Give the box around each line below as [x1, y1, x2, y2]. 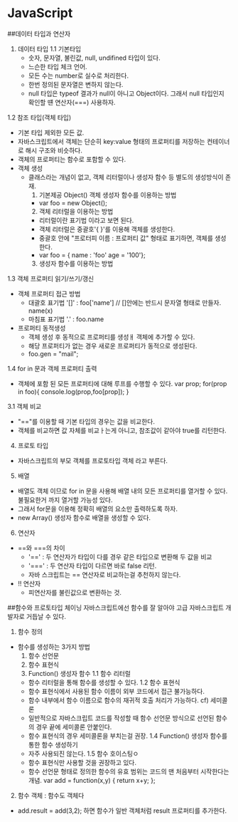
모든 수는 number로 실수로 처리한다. [28, 71, 129, 80]
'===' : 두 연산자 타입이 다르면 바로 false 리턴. [28, 561, 157, 570]
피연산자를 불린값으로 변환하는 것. [28, 588, 122, 596]
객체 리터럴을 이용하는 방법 [38, 207, 114, 215]
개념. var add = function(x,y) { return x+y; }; [28, 776, 156, 784]
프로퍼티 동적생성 [17, 323, 66, 332]
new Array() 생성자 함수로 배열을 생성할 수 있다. [17, 513, 151, 521]
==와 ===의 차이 [17, 543, 65, 552]
